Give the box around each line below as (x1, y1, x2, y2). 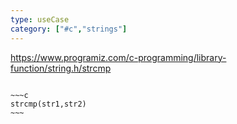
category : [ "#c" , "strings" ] (10, 24, 128, 34)
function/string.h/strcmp (10, 62, 112, 74)
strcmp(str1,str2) (10, 99, 87, 109)
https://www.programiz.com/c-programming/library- (10, 51, 227, 63)
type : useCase (10, 14, 70, 25)
